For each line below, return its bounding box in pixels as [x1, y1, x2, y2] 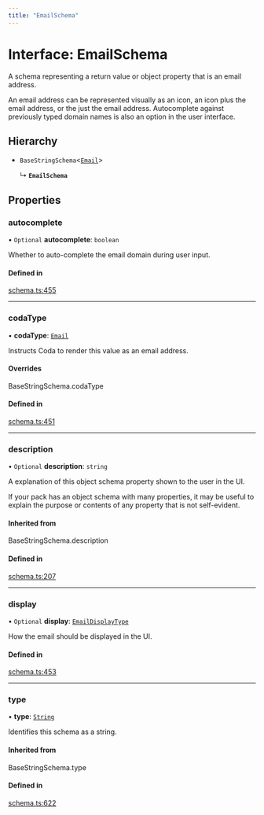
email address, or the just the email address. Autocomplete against [8, 103, 225, 112]
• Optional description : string [8, 462, 108, 471]
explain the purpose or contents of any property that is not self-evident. [8, 500, 240, 510]
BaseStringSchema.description [8, 536, 108, 545]
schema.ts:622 [8, 798, 57, 807]
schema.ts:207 [8, 571, 57, 581]
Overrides [8, 363, 42, 374]
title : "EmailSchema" [8, 11, 79, 20]
